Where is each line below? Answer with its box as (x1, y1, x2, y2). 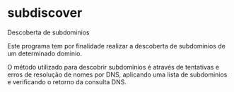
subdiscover (7, 5, 83, 21)
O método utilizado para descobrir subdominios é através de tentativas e (7, 63, 220, 71)
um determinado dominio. (7, 49, 83, 58)
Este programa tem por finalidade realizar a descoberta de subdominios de (7, 41, 226, 50)
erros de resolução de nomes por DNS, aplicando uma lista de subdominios (7, 70, 228, 79)
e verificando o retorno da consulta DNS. (7, 77, 127, 86)
